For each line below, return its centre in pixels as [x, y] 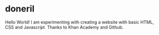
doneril [20, 9]
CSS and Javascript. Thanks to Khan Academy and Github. [64, 27]
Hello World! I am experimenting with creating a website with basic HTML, [79, 22]
